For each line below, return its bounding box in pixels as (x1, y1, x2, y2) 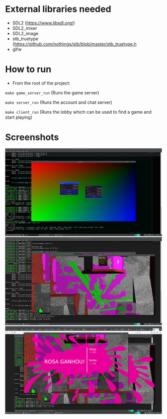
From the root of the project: (12, 80, 71, 86)
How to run (5, 64, 52, 75)
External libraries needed (5, 3, 111, 15)
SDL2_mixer (12, 25, 37, 31)
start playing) (5, 114, 32, 120)
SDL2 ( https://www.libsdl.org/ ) (12, 20, 76, 26)
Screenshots (5, 132, 59, 143)
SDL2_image (12, 30, 39, 36)
